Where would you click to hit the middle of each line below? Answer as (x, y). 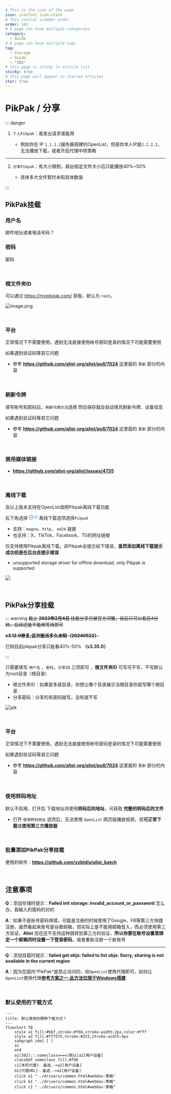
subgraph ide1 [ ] (34, 1041)
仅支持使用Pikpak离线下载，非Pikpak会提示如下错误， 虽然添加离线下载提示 (84, 546)
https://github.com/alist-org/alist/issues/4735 (63, 471)
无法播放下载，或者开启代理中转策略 (58, 150)
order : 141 (17, 24)
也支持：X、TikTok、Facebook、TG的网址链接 (61, 535)
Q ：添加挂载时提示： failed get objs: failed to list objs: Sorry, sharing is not (84, 955)
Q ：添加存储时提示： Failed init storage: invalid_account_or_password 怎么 (85, 903)
